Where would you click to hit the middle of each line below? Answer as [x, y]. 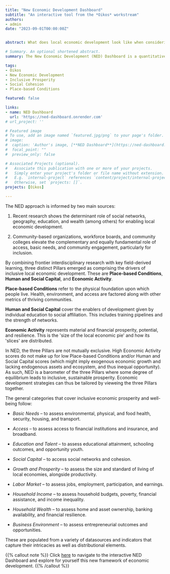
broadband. [25, 434]
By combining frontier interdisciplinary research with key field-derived [78, 263]
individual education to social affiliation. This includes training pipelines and [84, 314]
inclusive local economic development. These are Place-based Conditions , [84, 273]
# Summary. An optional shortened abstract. [53, 52]
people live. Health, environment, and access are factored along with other [83, 294]
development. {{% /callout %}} [37, 566]
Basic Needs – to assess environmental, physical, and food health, [82, 413]
